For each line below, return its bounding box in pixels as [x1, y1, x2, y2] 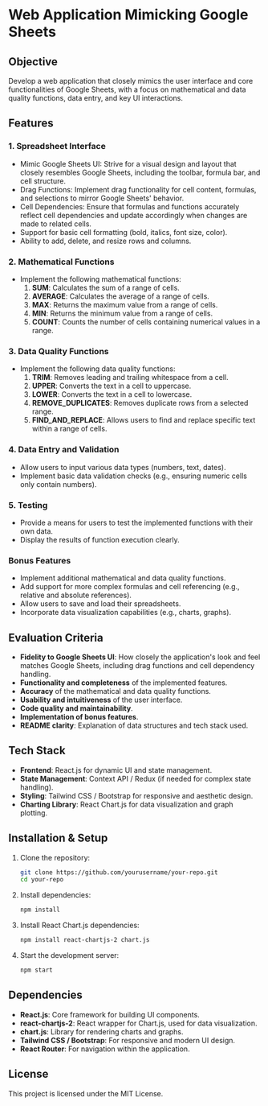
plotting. [19, 807, 48, 818]
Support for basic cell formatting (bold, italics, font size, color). [19, 227, 228, 237]
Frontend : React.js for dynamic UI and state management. [19, 765, 213, 774]
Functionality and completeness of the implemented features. [19, 678, 228, 687]
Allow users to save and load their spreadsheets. [19, 599, 181, 609]
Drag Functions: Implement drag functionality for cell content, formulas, [19, 184, 257, 194]
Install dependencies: [19, 890, 91, 900]
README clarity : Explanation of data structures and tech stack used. [19, 720, 249, 730]
